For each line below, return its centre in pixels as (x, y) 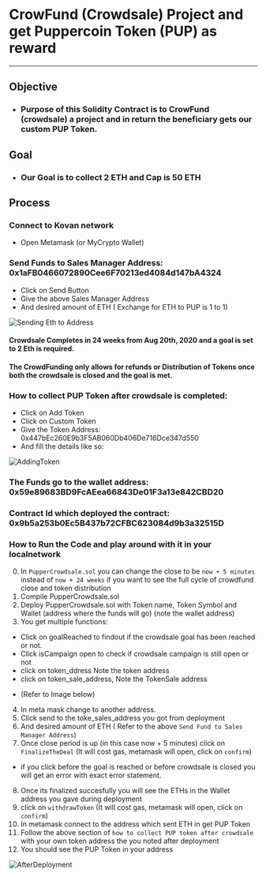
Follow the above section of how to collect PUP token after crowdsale (137, 833)
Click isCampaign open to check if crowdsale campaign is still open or (135, 654)
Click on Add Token (52, 413)
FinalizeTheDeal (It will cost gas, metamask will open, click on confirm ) (136, 751)
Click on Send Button (55, 290)
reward (33, 48)
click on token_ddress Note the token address (95, 671)
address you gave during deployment (81, 799)
